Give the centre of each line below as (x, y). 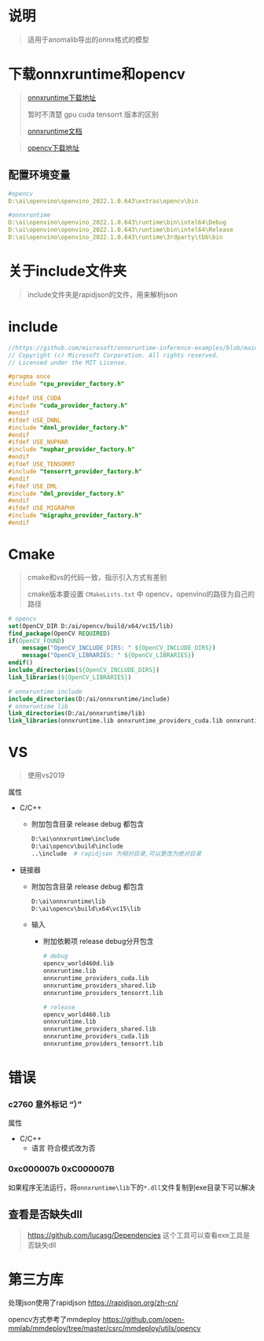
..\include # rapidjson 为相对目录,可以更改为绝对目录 (116, 853)
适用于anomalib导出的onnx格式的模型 (88, 39)
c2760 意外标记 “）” (45, 1105)
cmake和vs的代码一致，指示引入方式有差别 (97, 577)
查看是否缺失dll (45, 1215)
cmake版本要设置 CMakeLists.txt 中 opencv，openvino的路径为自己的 (141, 594)
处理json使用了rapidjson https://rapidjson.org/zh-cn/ (93, 1303)
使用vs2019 (46, 775)
